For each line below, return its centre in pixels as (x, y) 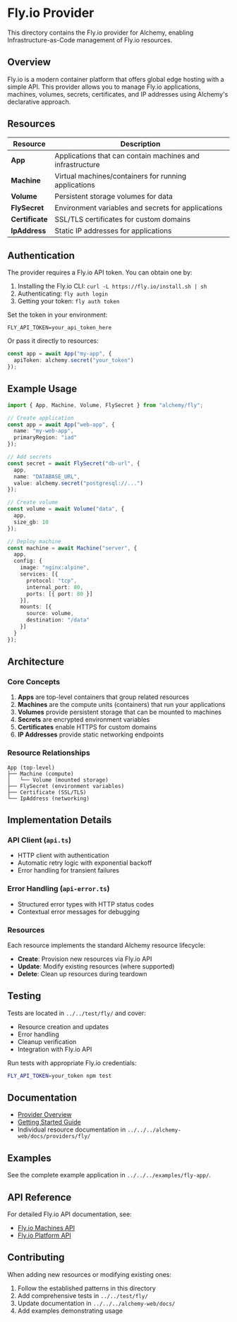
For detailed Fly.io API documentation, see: (69, 1214)
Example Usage (42, 389)
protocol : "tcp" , (51, 581)
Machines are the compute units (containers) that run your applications (121, 705)
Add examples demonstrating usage (70, 1311)
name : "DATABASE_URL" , (47, 477)
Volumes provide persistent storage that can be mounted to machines (120, 712)
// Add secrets (30, 457)
